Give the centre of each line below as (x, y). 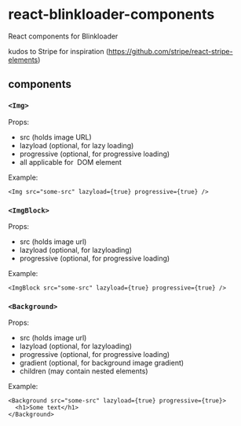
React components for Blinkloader (63, 36)
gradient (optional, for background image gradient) (102, 363)
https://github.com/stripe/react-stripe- (171, 51)
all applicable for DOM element (70, 162)
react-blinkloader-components (111, 15)
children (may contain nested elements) (84, 371)
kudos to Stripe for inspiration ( (58, 51)
